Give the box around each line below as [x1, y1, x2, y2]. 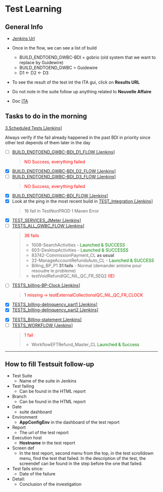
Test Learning [5, 3, 62, 15]
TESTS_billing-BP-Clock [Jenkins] [12, 283, 81, 288]
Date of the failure [19, 471, 56, 477]
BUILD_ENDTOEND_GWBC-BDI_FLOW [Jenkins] [12, 193, 108, 199]
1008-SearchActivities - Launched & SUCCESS [31, 242, 125, 248]
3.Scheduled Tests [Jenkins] [5, 125, 62, 131]
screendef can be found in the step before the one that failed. [19, 460, 143, 467]
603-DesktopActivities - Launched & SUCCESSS [31, 247, 129, 253]
